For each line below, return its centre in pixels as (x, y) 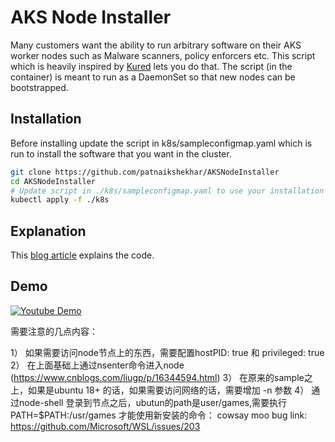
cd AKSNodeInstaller (53, 181)
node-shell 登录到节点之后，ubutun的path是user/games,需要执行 (153, 402)
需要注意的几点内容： (54, 331)
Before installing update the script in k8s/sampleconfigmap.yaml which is (161, 143)
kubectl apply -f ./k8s (60, 200)
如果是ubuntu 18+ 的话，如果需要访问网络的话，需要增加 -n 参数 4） (168, 390)
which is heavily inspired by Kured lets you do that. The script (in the (151, 66)
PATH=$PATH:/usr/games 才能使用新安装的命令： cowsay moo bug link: (159, 415)
